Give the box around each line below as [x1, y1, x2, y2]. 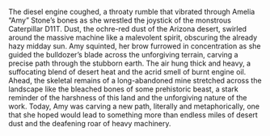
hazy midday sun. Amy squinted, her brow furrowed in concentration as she [8, 41, 261, 51]
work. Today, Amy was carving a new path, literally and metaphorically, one [8, 101, 260, 111]
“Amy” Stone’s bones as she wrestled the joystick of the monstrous [8, 15, 232, 25]
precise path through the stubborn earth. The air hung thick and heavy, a [8, 58, 251, 68]
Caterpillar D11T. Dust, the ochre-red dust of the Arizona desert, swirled [8, 24, 247, 33]
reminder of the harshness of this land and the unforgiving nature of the [8, 93, 247, 102]
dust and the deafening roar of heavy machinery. [8, 119, 171, 128]
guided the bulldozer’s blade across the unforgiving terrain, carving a [8, 50, 238, 59]
